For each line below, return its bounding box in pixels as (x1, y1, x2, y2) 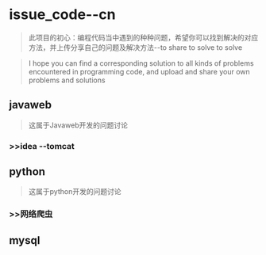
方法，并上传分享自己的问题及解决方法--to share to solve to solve (28, 42, 243, 52)
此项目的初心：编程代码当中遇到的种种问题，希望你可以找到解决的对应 (28, 32, 259, 42)
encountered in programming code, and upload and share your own (28, 67, 251, 76)
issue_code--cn (9, 6, 116, 24)
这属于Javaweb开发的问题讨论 (28, 120, 129, 130)
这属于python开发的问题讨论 (28, 187, 121, 196)
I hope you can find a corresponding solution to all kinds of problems (28, 58, 254, 68)
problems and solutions (28, 75, 106, 85)
